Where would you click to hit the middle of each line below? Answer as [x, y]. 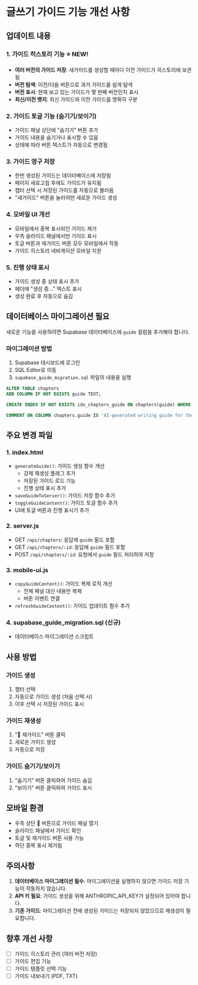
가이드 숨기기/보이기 [33, 767]
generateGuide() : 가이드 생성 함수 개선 [60, 466]
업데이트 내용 [29, 36]
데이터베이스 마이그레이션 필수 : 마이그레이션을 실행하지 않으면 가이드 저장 [99, 881]
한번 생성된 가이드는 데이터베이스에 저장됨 [63, 175]
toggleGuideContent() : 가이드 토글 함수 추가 [66, 503]
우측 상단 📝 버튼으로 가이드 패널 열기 [56, 823]
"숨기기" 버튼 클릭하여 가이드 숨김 [53, 780]
